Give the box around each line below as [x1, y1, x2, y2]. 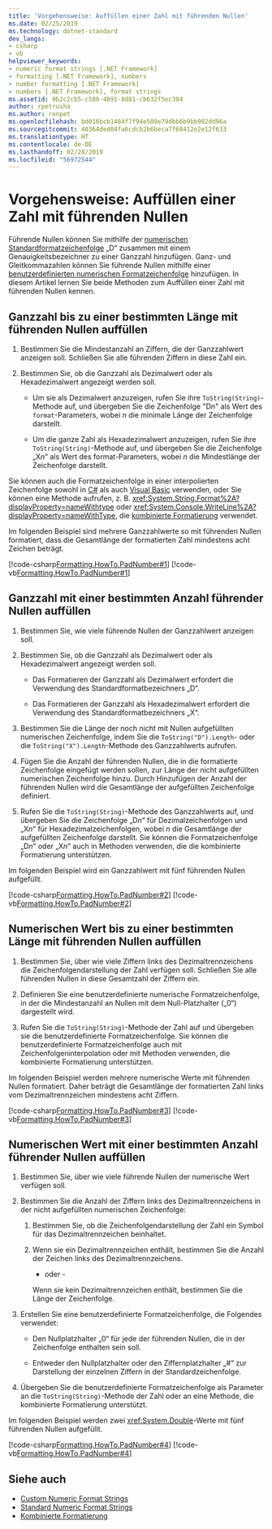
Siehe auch [8, 1472, 67, 1486]
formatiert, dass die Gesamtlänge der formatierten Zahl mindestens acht [8, 535, 250, 544]
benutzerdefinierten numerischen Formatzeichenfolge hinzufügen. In [8, 269, 240, 279]
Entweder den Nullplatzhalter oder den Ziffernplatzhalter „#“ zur [32, 1358, 248, 1368]
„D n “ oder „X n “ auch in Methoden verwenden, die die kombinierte [19, 841, 241, 851]
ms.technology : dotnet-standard [8, 27, 118, 35]
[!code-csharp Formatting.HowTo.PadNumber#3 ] [8, 1106, 172, 1115]
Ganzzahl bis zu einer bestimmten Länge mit [8, 310, 238, 323]
